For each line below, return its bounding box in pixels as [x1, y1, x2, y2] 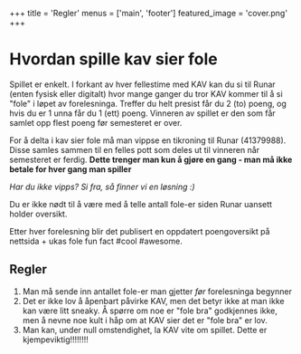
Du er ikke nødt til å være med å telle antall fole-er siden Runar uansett [9, 198, 273, 209]
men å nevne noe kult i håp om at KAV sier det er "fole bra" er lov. [22, 314, 268, 325]
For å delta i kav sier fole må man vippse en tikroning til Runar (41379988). [9, 135, 287, 146]
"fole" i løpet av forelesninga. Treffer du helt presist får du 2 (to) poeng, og [9, 98, 287, 109]
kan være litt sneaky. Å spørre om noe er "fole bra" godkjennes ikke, [22, 305, 278, 316]
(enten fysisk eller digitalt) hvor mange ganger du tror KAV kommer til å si [9, 88, 283, 99]
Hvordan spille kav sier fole [9, 49, 219, 70]
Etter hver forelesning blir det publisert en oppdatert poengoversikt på [9, 225, 270, 236]
